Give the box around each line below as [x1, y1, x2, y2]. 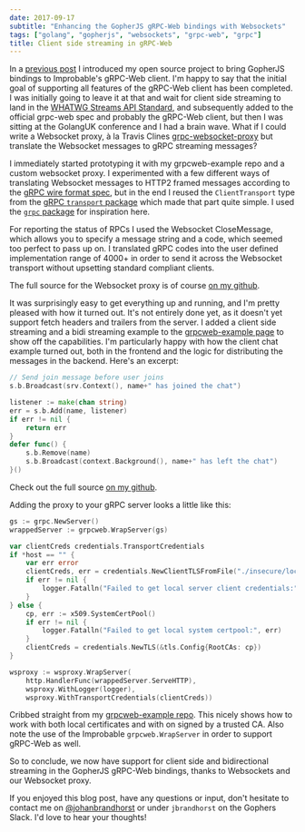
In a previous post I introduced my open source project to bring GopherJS [9, 64, 286, 74]
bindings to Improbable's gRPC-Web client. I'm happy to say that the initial [9, 73, 288, 84]
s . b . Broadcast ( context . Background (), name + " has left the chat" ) [25, 457, 279, 466]
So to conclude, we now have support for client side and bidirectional [9, 756, 270, 767]
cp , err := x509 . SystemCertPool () [25, 609, 156, 618]
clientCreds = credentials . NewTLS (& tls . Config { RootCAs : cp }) [25, 643, 261, 652]
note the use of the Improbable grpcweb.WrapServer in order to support [9, 729, 272, 739]
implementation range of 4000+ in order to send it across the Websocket [9, 253, 283, 264]
